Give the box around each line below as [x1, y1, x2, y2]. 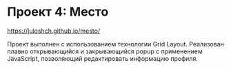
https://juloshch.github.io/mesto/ [7, 27, 101, 35]
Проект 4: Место [7, 4, 109, 20]
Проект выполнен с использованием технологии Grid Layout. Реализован [7, 40, 224, 48]
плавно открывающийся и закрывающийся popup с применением [7, 47, 203, 55]
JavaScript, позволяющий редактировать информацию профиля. [7, 54, 198, 62]
